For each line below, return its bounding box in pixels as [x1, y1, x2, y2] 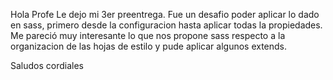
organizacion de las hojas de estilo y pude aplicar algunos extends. [10, 40, 288, 52]
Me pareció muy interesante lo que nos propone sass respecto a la [10, 30, 286, 41]
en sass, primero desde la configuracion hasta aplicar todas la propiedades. [10, 19, 323, 31]
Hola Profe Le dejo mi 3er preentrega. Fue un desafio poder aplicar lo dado [10, 9, 320, 20]
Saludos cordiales [10, 60, 85, 71]
